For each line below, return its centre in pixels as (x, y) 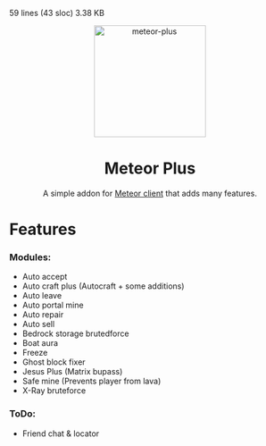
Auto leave (42, 296)
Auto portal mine (53, 305)
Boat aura (40, 343)
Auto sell (38, 324)
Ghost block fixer (54, 362)
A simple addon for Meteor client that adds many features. (150, 193)
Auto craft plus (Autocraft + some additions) (103, 286)
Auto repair (43, 315)
